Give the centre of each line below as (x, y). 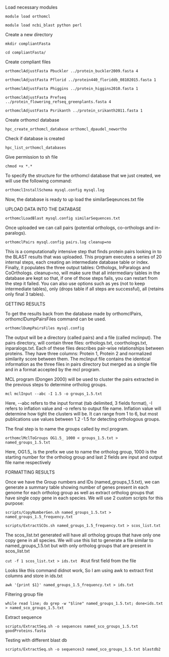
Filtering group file (24, 594)
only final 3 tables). (25, 294)
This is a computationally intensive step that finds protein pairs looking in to (83, 251)
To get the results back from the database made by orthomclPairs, (74, 314)
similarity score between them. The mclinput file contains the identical (78, 359)
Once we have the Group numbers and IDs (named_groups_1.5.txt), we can (82, 482)
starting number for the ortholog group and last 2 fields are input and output (84, 457)
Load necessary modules (31, 7)
